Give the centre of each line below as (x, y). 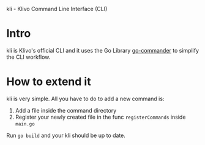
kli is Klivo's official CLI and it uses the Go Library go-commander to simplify (103, 50)
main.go (25, 124)
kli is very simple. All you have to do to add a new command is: (85, 99)
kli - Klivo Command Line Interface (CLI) (57, 9)
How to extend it (49, 82)
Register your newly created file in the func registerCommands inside (100, 117)
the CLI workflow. (28, 57)
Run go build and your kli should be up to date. (66, 135)
